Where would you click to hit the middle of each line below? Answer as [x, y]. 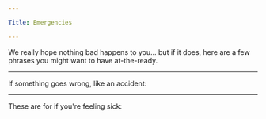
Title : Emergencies [40, 22]
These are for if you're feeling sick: [65, 106]
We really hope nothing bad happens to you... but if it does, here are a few [129, 52]
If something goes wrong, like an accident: [78, 83]
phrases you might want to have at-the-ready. [83, 60]
